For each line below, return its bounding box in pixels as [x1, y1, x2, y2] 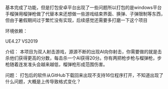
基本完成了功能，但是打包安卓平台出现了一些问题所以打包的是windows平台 [5, 5, 162, 10]
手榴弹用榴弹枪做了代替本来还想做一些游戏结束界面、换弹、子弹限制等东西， [5, 11, 165, 17]
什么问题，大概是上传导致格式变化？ [5, 78, 81, 84]
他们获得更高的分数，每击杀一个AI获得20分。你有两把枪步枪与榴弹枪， [9, 55, 157, 61]
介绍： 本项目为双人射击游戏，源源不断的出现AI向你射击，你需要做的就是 [5, 49, 158, 54]
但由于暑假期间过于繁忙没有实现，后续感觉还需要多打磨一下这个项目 [5, 17, 148, 23]
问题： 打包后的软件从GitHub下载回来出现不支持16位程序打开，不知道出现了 [5, 72, 163, 78]
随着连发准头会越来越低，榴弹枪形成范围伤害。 [9, 62, 108, 67]
